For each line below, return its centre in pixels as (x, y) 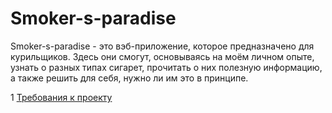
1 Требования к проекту (61, 97)
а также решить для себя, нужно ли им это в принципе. (129, 78)
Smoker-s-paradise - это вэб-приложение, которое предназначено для (162, 46)
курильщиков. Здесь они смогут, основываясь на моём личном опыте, (162, 56)
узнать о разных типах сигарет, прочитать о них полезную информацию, (166, 67)
